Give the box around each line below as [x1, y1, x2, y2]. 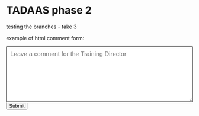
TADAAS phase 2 [6, 4, 92, 17]
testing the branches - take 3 [6, 23, 77, 30]
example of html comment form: [6, 34, 85, 41]
